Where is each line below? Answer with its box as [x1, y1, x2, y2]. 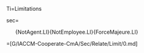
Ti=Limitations [6, 5, 42, 12]
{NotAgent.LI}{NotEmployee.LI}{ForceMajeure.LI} [15, 28, 139, 36]
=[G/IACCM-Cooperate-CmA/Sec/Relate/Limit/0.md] [6, 40, 138, 47]
